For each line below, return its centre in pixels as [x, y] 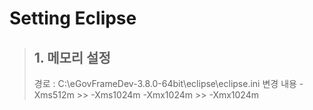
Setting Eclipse [73, 18]
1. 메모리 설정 [72, 57]
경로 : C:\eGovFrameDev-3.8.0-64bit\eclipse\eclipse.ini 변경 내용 [165, 83]
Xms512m [54, 95]
